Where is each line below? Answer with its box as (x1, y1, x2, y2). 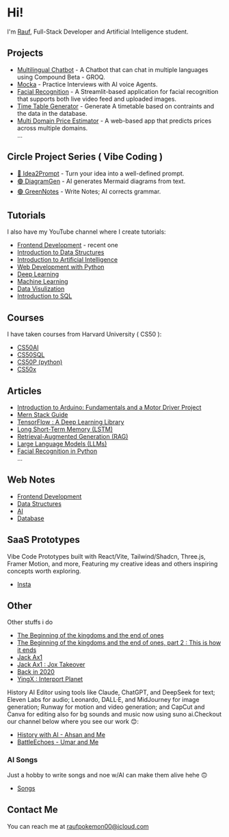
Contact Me (7, 804, 58, 816)
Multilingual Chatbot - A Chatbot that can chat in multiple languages (16, 65, 208, 73)
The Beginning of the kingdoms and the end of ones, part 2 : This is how (16, 639, 221, 647)
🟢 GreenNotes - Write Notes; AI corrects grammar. (16, 187, 161, 195)
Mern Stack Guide (16, 411, 68, 419)
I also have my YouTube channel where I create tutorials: (7, 228, 166, 236)
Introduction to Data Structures (16, 248, 105, 256)
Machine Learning (16, 278, 68, 286)
